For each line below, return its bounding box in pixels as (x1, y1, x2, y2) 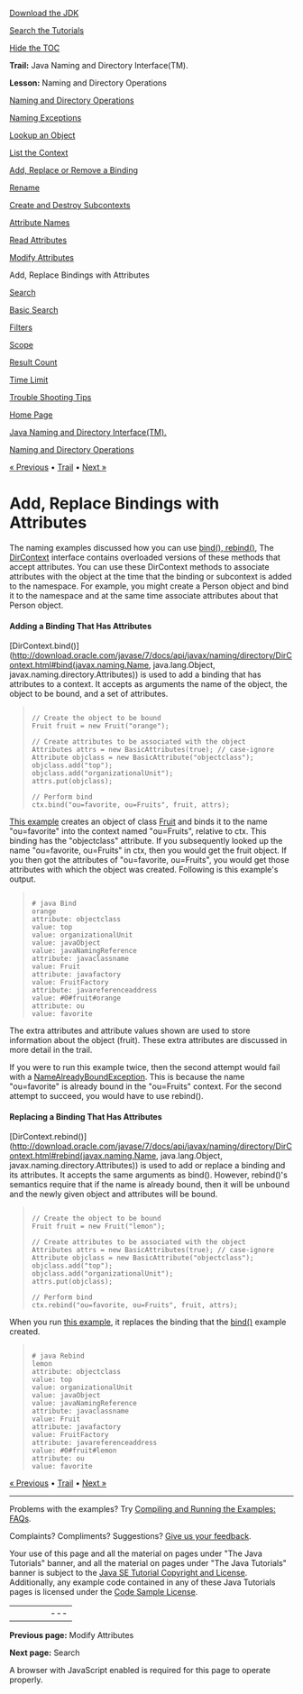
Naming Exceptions (9, 113, 82, 123)
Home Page (9, 409, 53, 420)
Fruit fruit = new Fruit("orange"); (31, 721, 170, 731)
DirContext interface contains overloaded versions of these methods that (9, 552, 281, 563)
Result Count (9, 357, 58, 368)
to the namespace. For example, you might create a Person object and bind (9, 581, 289, 591)
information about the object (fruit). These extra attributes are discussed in (9, 1035, 288, 1046)
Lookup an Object (9, 130, 76, 141)
